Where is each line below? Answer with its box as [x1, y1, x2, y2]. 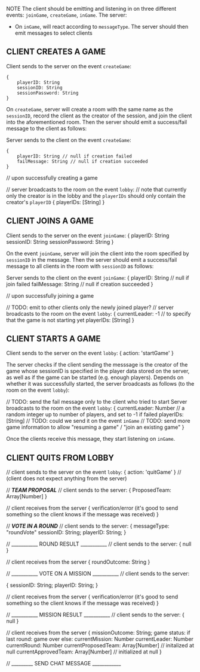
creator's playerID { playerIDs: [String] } [6, 198, 105, 205]
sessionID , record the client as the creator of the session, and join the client [6, 112, 192, 119]
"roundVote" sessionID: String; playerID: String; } [6, 529, 127, 536]
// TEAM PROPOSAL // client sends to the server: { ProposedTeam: [6, 486, 171, 494]
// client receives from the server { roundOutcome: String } [6, 558, 150, 565]
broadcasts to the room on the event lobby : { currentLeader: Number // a [6, 404, 185, 412]
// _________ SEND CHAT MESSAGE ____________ [6, 660, 121, 667]
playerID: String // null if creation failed [17, 153, 133, 159]
